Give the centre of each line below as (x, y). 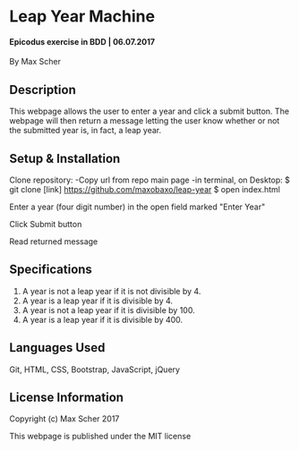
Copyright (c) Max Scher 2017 (64, 419)
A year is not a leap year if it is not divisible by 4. (111, 291)
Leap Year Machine (82, 17)
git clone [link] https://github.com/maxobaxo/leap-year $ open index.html (145, 190)
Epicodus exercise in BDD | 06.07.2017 (82, 41)
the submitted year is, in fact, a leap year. (85, 131)
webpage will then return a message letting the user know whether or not (145, 121)
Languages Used (57, 348)
